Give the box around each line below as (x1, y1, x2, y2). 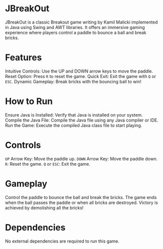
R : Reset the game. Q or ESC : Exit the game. (5, 161, 91, 167)
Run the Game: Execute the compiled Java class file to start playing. (5, 122, 142, 128)
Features (5, 52, 42, 63)
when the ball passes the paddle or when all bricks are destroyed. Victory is (5, 199, 158, 205)
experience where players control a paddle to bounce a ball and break (5, 29, 147, 35)
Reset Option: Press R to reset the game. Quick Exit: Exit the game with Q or (5, 73, 156, 79)
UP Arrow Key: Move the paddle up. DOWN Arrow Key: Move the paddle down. (5, 155, 158, 162)
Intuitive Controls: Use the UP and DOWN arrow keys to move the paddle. (5, 68, 153, 74)
